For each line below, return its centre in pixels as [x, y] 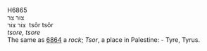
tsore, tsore [24, 32]
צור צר [16, 17]
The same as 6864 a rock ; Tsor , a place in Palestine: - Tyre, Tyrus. [104, 40]
